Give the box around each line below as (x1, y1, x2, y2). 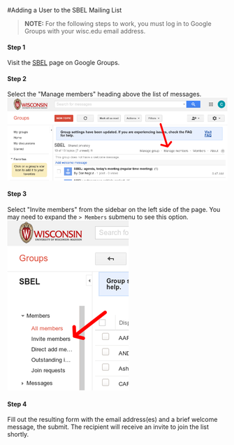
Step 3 (7, 190, 27, 198)
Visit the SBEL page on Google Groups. (7, 59, 120, 67)
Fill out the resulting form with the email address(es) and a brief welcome (7, 416, 218, 424)
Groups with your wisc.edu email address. (24, 27, 146, 35)
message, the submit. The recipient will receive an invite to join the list (7, 423, 210, 431)
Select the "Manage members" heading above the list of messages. (7, 90, 202, 99)
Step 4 (7, 400, 27, 408)
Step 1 (7, 43, 26, 51)
